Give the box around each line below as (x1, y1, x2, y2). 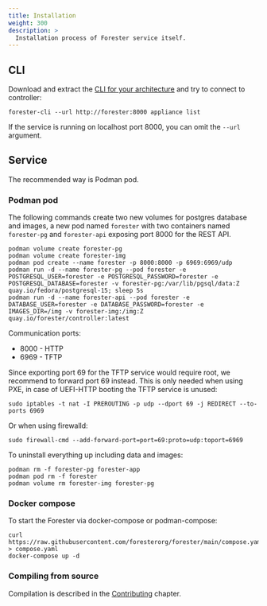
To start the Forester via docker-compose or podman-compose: (8, 516, 218, 526)
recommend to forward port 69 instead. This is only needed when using (8, 376, 244, 386)
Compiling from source (8, 570, 99, 581)
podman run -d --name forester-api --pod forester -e (8, 293, 191, 302)
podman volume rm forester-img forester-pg (8, 480, 155, 488)
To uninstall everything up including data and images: (8, 450, 184, 460)
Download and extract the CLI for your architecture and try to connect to (8, 84, 246, 94)
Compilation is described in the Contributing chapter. (8, 589, 181, 598)
